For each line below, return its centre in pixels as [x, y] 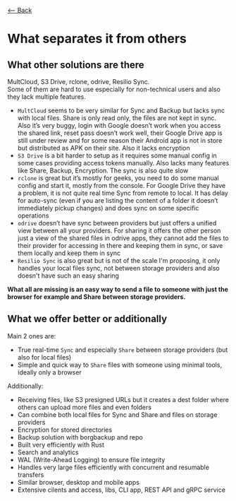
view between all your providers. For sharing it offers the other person [119, 230]
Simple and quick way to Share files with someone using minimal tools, [120, 365]
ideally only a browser [50, 372]
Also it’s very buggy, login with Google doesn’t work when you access [119, 125]
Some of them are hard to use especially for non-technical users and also [114, 89]
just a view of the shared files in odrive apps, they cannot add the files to [123, 238]
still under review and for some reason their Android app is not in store [120, 140]
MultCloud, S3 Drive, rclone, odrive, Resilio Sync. [79, 82]
